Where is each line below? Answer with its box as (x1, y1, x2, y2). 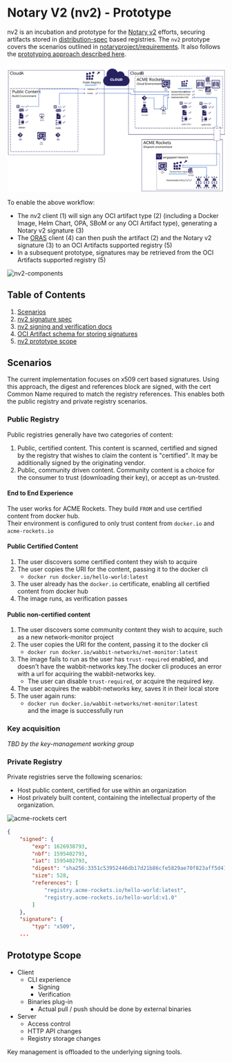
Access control (27, 1019, 71, 1028)
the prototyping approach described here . (7, 50, 126, 58)
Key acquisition (7, 724, 61, 734)
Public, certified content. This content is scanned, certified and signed (17, 444, 217, 452)
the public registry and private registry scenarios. (7, 397, 148, 406)
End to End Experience (7, 489, 74, 498)
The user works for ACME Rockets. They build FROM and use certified (7, 504, 202, 513)
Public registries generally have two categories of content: (7, 430, 174, 439)
